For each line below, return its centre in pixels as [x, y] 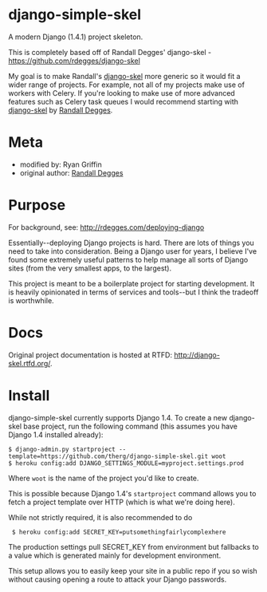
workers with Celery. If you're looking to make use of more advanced [122, 93]
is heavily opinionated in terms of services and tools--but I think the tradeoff [133, 292]
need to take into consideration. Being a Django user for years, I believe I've [133, 251]
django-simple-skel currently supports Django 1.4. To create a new [118, 417]
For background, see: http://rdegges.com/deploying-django [106, 227]
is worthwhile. [31, 300]
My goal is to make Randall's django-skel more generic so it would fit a [124, 76]
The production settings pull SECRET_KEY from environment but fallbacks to [133, 547]
